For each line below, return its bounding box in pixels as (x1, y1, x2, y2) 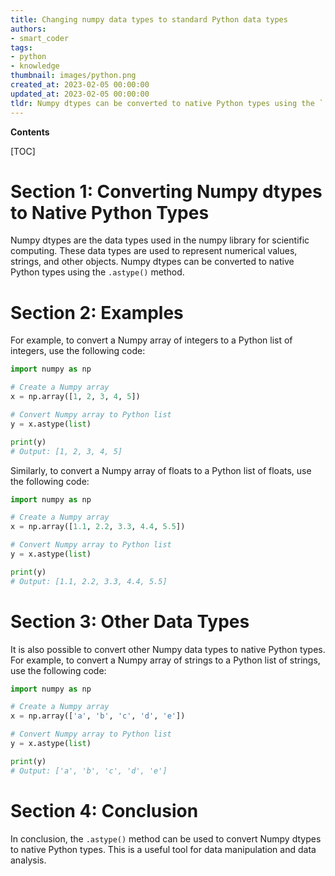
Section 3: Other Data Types (10, 610, 250, 633)
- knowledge (10, 61, 60, 71)
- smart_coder (10, 33, 70, 43)
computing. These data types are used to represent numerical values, (10, 245, 298, 257)
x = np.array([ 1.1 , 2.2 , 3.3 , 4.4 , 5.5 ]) (10, 522, 186, 532)
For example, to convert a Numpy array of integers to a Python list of (10, 334, 293, 346)
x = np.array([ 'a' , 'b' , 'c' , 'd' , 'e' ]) (10, 711, 186, 721)
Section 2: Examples (10, 301, 184, 324)
